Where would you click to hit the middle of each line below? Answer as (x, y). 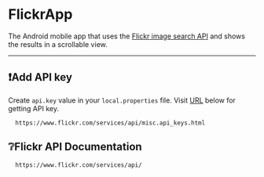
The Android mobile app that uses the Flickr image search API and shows (127, 36)
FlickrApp (40, 14)
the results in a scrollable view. (58, 44)
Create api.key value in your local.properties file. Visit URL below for (122, 100)
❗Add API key (40, 77)
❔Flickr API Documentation (75, 147)
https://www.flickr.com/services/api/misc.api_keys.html (110, 123)
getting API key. (33, 108)
